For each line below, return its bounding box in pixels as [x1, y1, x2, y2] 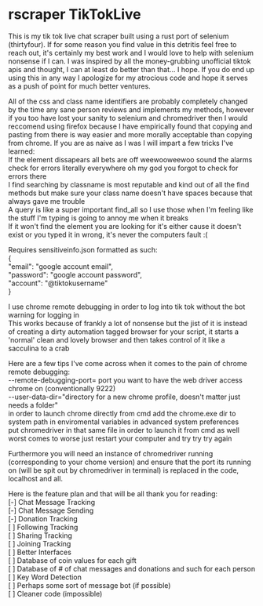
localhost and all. [8, 474, 64, 483]
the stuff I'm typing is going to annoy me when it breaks [8, 213, 188, 223]
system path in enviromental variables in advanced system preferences [8, 417, 239, 426]
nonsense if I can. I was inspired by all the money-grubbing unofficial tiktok [8, 56, 251, 66]
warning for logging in [8, 310, 80, 319]
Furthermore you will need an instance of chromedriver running [8, 448, 214, 458]
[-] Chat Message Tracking [8, 497, 96, 506]
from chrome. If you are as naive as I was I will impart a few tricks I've [8, 138, 234, 147]
